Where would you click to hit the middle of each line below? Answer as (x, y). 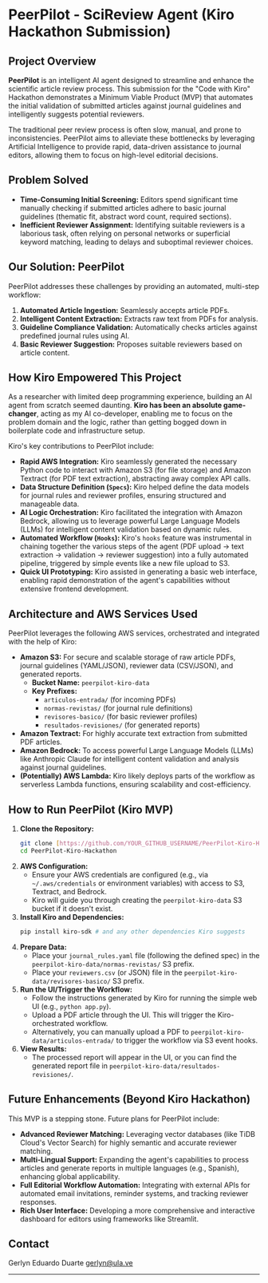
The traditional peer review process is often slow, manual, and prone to (125, 130)
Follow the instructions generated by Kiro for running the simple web (144, 998)
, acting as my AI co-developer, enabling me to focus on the (134, 414)
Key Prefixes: (54, 691)
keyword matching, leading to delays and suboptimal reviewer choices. (136, 242)
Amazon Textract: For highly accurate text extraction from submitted (134, 734)
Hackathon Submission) (90, 32)
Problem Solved (49, 180)
